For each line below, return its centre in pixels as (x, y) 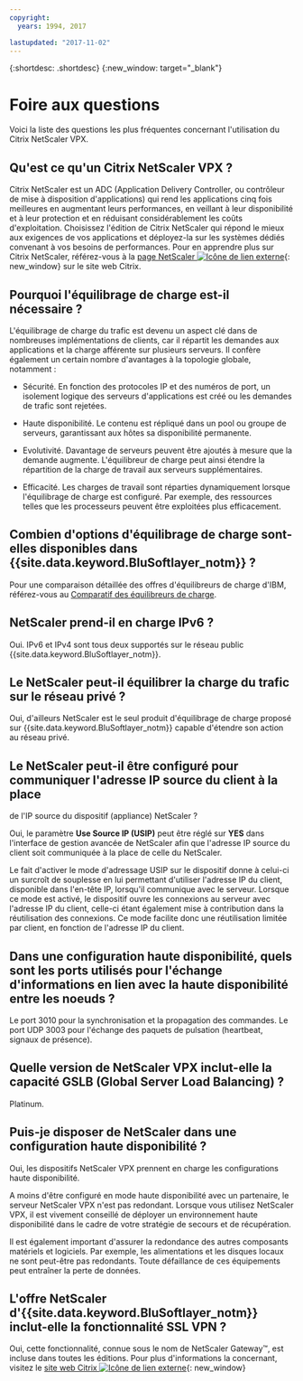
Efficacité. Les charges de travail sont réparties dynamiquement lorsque (156, 487)
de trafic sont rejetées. (64, 405)
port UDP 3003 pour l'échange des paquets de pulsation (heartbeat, (136, 1030)
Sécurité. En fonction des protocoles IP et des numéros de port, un (146, 386)
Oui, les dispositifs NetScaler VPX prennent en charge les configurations (144, 1168)
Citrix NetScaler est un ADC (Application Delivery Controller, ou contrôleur (147, 190)
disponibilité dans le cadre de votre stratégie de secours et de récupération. (150, 1224)
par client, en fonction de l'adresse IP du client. (97, 928)
